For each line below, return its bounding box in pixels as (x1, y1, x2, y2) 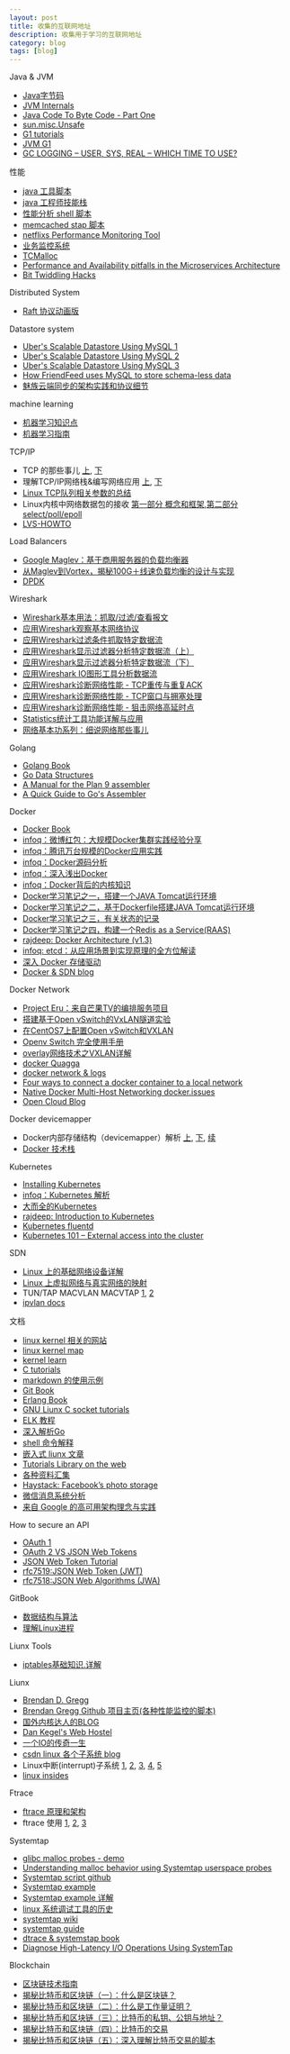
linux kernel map (22, 1345, 84, 1356)
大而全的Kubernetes (22, 1201, 97, 1212)
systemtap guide (22, 1923, 85, 1934)
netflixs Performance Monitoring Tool (22, 230, 161, 241)
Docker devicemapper (9, 1113, 92, 1124)
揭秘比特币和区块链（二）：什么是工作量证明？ (22, 2001, 192, 2012)
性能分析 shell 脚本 (22, 208, 92, 219)
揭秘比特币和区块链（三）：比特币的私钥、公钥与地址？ (22, 2013, 224, 2023)
